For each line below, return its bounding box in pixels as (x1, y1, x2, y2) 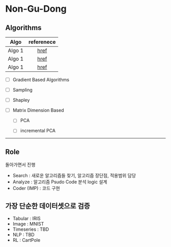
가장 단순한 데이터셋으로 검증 (5, 202, 91, 210)
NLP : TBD (12, 232, 35, 237)
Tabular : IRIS (12, 215, 41, 222)
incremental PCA (20, 128, 56, 134)
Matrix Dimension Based (12, 107, 64, 114)
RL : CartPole (12, 237, 41, 243)
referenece (28, 39, 56, 45)
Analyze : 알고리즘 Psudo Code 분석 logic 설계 (12, 179, 107, 185)
